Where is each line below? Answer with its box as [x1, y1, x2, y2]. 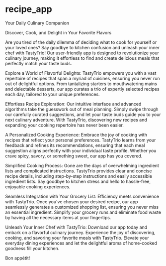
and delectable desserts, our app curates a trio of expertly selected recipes [5, 86, 160, 92]
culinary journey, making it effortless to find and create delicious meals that [5, 55, 160, 61]
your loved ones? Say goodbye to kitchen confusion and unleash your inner [5, 44, 160, 50]
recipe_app [5, 3, 52, 15]
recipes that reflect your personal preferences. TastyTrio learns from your [5, 137, 156, 143]
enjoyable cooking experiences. [5, 183, 71, 190]
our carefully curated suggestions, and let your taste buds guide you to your [5, 111, 161, 118]
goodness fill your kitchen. [5, 245, 60, 251]
